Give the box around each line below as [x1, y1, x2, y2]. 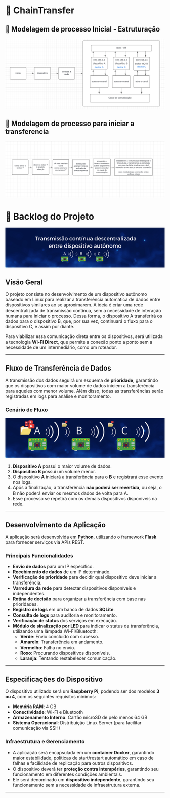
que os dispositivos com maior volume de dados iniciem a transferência [5, 383, 155, 388]
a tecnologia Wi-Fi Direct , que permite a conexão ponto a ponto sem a [5, 339, 153, 345]
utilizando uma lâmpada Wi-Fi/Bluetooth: [12, 628, 98, 634]
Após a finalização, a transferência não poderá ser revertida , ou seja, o [12, 485, 162, 491]
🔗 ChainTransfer [5, 5, 75, 16]
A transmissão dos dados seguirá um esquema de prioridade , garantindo [5, 377, 158, 383]
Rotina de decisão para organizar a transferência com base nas [12, 596, 146, 602]
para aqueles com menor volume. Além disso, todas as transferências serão [5, 388, 164, 394]
